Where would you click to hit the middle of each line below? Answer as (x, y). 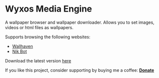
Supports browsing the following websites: (48, 37)
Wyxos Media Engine (49, 9)
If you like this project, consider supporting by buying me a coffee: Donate (80, 70)
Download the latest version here (38, 61)
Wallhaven (22, 46)
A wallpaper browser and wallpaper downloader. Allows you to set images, (80, 22)
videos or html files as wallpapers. (39, 27)
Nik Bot (19, 51)
